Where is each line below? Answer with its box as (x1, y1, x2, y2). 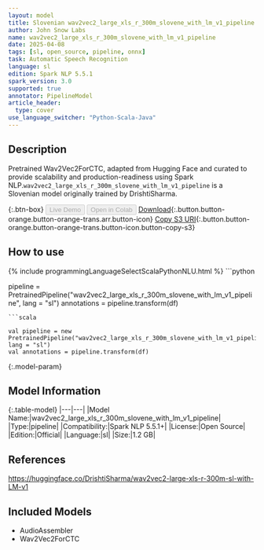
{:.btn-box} (8, 204, 45, 214)
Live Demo (49, 205, 81, 214)
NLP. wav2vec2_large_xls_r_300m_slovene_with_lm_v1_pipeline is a (8, 180, 223, 189)
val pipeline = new (8, 327, 72, 335)
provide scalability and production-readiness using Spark (8, 172, 194, 181)
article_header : (8, 99, 61, 107)
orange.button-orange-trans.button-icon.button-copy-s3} (8, 222, 196, 232)
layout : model (8, 11, 55, 20)
